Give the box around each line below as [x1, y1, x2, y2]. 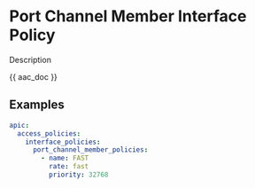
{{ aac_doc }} [9, 71, 58, 82]
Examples [9, 98, 65, 113]
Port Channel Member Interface [9, 6, 247, 27]
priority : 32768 [48, 170, 109, 179]
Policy [9, 25, 56, 45]
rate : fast [48, 162, 89, 171]
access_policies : [17, 129, 81, 138]
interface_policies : [25, 137, 101, 146]
